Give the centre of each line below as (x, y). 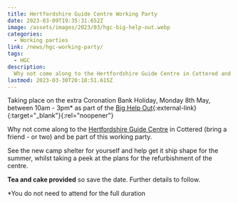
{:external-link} (175, 108)
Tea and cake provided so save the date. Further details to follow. (104, 179)
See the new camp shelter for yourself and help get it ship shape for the (113, 151)
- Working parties (41, 41)
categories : (25, 34)
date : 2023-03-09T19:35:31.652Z (55, 21)
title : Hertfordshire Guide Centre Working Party (83, 14)
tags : (15, 54)
